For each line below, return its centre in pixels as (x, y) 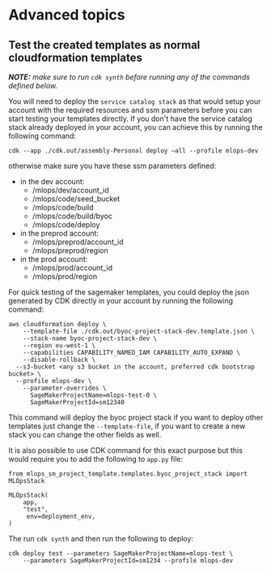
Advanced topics (67, 15)
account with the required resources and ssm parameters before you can (130, 110)
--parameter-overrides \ (65, 388)
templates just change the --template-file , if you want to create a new (127, 426)
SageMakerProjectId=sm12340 (77, 403)
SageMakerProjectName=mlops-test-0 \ (93, 395)
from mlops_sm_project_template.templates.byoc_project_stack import (128, 474)
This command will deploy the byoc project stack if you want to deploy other (136, 417)
